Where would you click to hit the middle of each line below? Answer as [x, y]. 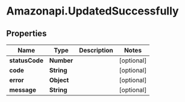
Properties [27, 33]
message [23, 90]
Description [96, 50]
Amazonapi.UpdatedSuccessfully [92, 11]
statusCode [27, 60]
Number [61, 60]
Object [59, 80]
